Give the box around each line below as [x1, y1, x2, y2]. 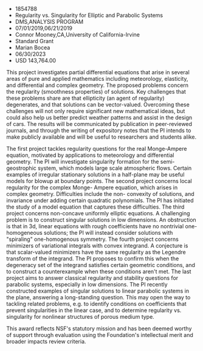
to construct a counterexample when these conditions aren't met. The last [6, 268, 191, 275]
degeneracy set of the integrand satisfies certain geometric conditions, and [6, 262, 196, 268]
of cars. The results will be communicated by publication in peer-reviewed [6, 120, 193, 127]
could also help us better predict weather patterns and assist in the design [6, 114, 193, 121]
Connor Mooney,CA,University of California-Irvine [15, 31, 140, 38]
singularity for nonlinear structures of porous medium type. [6, 313, 155, 320]
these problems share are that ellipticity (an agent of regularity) [6, 94, 165, 102]
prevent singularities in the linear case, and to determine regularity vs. [6, 307, 182, 314]
